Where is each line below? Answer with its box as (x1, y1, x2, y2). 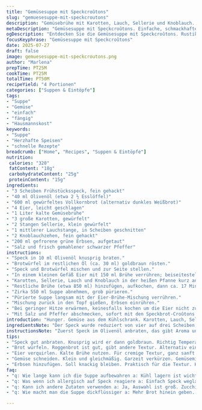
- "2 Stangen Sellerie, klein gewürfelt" (6, 222, 112, 228)
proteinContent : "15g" (8, 177, 66, 183)
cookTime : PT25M (6, 70, 47, 76)
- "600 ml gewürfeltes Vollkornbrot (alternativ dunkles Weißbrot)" (6, 199, 182, 205)
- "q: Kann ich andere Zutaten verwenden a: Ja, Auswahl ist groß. (6, 384, 179, 390)
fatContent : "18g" (8, 166, 55, 172)
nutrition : (6, 154, 34, 160)
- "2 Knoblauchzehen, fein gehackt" (6, 232, 98, 238)
